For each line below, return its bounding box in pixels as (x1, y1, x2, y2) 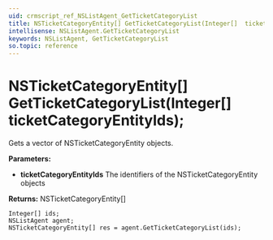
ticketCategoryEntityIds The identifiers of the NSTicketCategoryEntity (19, 169, 258, 179)
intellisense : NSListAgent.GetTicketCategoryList (8, 27, 180, 35)
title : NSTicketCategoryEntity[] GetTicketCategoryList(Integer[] (8, 19, 238, 28)
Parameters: (8, 154, 51, 164)
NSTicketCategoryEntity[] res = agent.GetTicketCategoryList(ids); (8, 224, 242, 232)
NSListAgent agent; (8, 216, 75, 225)
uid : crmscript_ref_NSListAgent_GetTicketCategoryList (8, 11, 198, 20)
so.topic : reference (8, 42, 79, 50)
